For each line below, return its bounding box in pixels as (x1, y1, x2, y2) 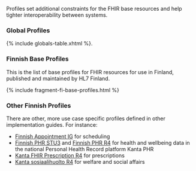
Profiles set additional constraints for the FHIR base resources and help (6, 5, 182, 12)
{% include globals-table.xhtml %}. (6, 40, 93, 47)
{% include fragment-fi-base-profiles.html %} (6, 86, 120, 93)
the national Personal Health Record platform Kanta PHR (14, 145, 154, 152)
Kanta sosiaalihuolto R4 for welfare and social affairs (14, 158, 145, 165)
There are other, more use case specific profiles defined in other (6, 115, 166, 122)
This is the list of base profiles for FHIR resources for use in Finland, (6, 68, 174, 75)
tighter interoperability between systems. (6, 11, 108, 19)
